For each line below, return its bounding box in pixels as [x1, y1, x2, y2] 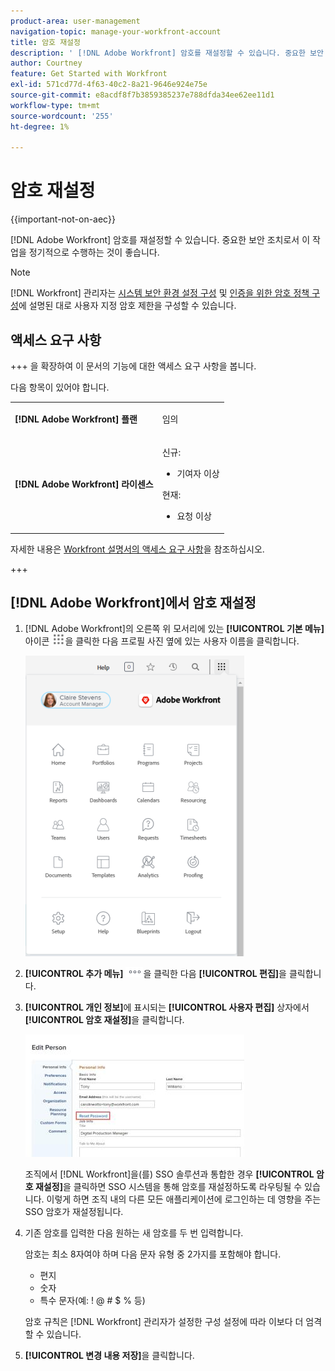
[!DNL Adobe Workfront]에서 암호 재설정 [10, 594, 257, 611]
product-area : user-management [10, 16, 141, 26]
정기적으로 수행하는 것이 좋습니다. [28, 246, 160, 259]
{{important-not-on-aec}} [10, 213, 116, 225]
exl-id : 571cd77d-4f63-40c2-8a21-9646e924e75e [10, 80, 208, 90]
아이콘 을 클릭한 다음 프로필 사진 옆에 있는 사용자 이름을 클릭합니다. [24, 635, 300, 647]
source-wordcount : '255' [10, 111, 114, 121]
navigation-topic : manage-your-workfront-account [10, 26, 222, 37]
